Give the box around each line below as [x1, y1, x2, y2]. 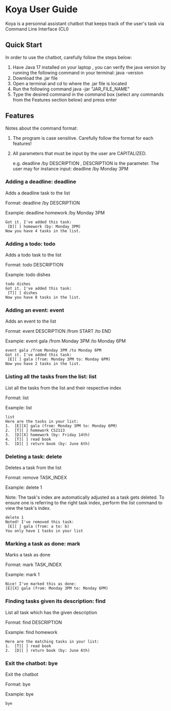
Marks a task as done [5, 552, 51, 558]
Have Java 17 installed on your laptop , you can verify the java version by [12, 64, 166, 70]
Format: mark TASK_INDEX [5, 561, 62, 568]
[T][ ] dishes [7, 290, 38, 296]
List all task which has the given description [5, 609, 97, 616]
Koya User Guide [5, 4, 78, 15]
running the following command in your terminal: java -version [12, 69, 144, 76]
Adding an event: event [5, 307, 64, 314]
